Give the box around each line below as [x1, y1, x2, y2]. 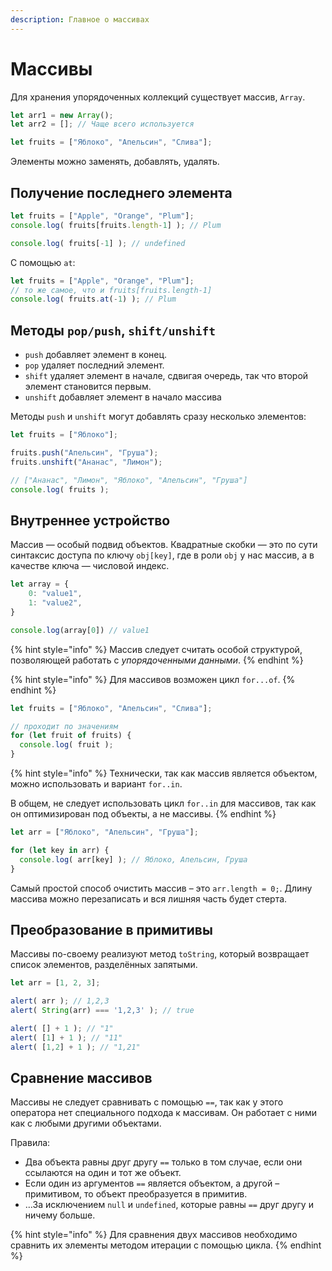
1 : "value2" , [28, 598, 83, 608]
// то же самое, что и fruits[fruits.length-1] [10, 285, 213, 295]
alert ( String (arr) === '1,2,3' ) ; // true [10, 1006, 195, 1016]
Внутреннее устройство [10, 512, 171, 529]
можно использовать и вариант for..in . [10, 778, 183, 790]
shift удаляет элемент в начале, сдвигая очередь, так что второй [24, 370, 309, 382]
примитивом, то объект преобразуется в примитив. [24, 1188, 248, 1200]
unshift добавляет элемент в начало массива [24, 391, 222, 403]
